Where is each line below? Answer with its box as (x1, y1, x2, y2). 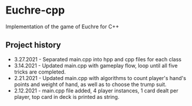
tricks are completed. (14, 68, 66, 75)
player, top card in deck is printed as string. (14, 93, 120, 100)
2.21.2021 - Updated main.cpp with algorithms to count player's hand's (14, 74, 187, 81)
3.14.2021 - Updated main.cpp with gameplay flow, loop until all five (14, 62, 178, 69)
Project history (5, 40, 61, 50)
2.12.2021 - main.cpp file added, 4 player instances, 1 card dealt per (14, 87, 178, 94)
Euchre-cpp (5, 4, 65, 17)
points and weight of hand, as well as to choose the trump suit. (14, 81, 167, 88)
